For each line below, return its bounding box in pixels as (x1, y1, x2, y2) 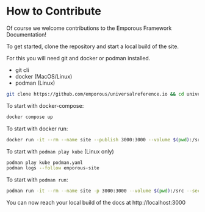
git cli (15, 66, 29, 74)
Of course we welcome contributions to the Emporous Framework (6, 24, 172, 32)
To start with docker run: (6, 125, 68, 132)
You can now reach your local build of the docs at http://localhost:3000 (6, 199, 186, 207)
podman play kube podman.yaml (6, 160, 84, 166)
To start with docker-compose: (6, 102, 84, 109)
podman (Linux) (15, 79, 56, 87)
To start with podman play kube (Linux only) (6, 147, 114, 155)
